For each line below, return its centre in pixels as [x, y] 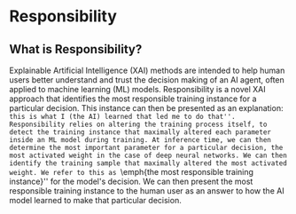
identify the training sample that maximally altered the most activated [148, 163]
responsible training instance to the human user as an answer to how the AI [147, 191]
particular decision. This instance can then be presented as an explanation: [146, 108]
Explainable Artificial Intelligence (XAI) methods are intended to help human [147, 70]
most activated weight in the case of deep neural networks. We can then [148, 155]
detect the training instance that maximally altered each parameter [140, 132]
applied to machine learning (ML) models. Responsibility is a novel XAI [137, 89]
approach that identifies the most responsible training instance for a [133, 99]
